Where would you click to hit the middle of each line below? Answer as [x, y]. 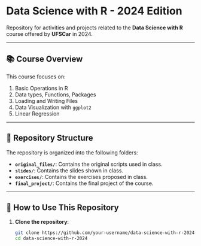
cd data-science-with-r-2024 [51, 239]
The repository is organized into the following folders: [72, 152]
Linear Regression [37, 113]
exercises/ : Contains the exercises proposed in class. [81, 177]
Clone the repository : [42, 222]
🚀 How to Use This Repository [63, 207]
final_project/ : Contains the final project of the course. [84, 183]
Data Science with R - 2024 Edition [94, 11]
